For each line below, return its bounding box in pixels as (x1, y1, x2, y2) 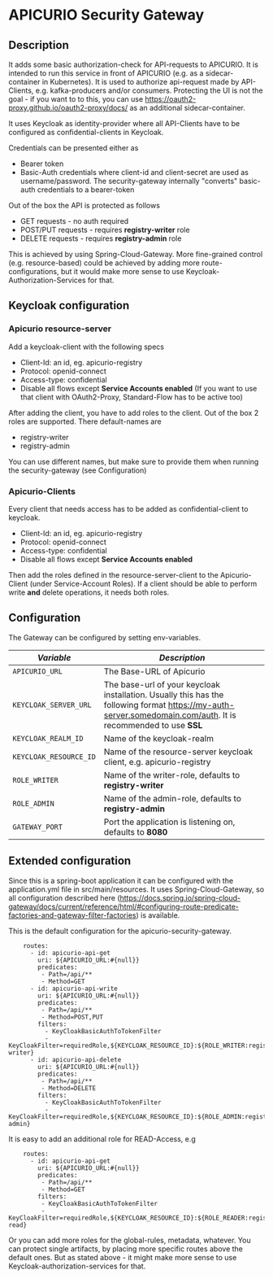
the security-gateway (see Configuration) (8, 465, 147, 475)
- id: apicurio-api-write (29, 984, 118, 993)
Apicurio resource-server (8, 323, 112, 334)
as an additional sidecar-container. (129, 103, 246, 112)
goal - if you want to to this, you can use (8, 94, 144, 103)
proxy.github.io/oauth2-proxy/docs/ (8, 103, 128, 112)
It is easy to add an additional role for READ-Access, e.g (8, 1133, 197, 1144)
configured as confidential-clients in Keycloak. (8, 128, 164, 137)
